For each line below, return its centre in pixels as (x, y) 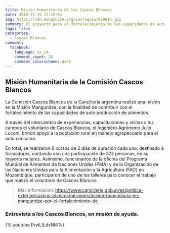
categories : (18, 33)
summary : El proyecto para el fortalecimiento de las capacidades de (80, 24)
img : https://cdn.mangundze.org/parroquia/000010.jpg (63, 19)
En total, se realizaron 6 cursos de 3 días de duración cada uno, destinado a (84, 148)
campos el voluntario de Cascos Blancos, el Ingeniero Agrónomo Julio (78, 128)
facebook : (20, 47)
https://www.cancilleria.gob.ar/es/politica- (99, 190)
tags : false (18, 29)
